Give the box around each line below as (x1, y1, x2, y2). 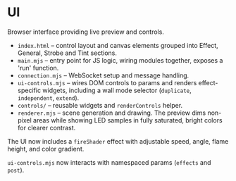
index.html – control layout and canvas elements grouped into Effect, (17, 41, 218, 49)
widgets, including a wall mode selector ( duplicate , (42, 86, 192, 94)
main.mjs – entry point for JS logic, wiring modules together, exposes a (17, 56, 223, 64)
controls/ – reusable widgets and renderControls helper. (17, 101, 183, 109)
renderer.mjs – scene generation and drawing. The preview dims (17, 108, 206, 117)
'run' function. (17, 63, 59, 72)
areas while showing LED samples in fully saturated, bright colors (32, 116, 223, 124)
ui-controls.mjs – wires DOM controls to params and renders (17, 78, 197, 87)
